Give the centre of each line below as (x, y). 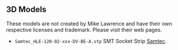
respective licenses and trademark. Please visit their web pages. (84, 30)
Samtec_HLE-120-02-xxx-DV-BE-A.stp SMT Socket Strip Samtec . (90, 41)
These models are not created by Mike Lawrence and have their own (89, 23)
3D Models (26, 10)
